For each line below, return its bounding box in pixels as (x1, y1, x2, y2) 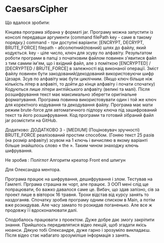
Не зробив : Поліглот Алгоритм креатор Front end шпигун (5, 157, 126, 163)
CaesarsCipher (5, 3, 68, 15)
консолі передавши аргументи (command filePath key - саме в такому (5, 34, 152, 40)
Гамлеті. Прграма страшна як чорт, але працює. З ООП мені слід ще (5, 181, 149, 187)
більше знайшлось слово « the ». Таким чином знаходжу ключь (5, 142, 139, 148)
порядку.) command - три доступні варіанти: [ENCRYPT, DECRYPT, (5, 39, 144, 45)
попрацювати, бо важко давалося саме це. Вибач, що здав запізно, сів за (5, 186, 160, 192)
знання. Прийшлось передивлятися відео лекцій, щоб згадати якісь (5, 221, 147, 228)
